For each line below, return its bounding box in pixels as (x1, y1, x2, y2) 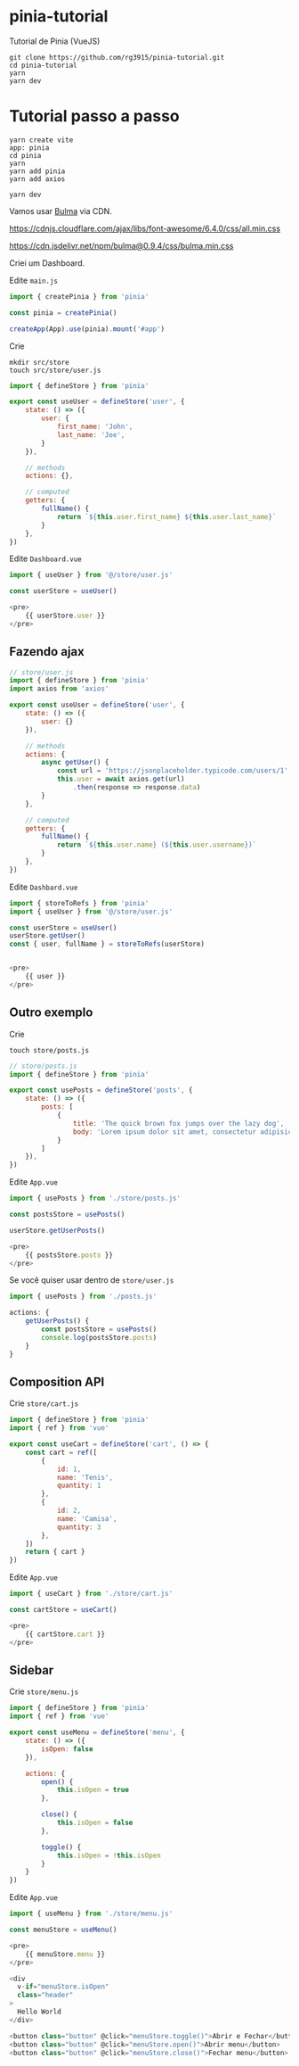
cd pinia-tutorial (9, 61, 77, 70)
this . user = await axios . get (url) (56, 774, 185, 784)
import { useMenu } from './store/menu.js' (9, 1909, 174, 1919)
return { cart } (25, 1548, 86, 1557)
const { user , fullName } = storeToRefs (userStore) (9, 939, 205, 949)
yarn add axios (9, 174, 66, 184)
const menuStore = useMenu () (9, 1925, 117, 1934)
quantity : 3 (56, 1523, 101, 1532)
